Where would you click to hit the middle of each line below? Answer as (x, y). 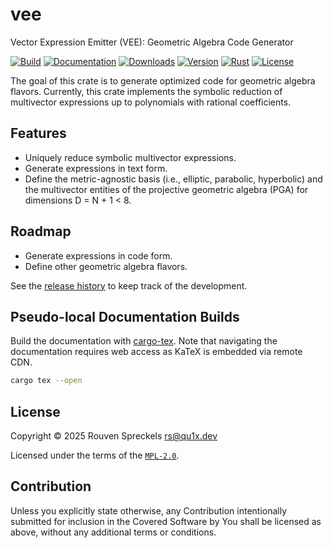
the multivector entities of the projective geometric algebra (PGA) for (166, 189)
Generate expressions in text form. (96, 168)
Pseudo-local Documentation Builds (125, 316)
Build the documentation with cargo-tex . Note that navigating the (144, 341)
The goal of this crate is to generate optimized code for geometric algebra (163, 80)
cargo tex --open (46, 381)
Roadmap (41, 231)
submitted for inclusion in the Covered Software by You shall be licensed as (166, 521)
